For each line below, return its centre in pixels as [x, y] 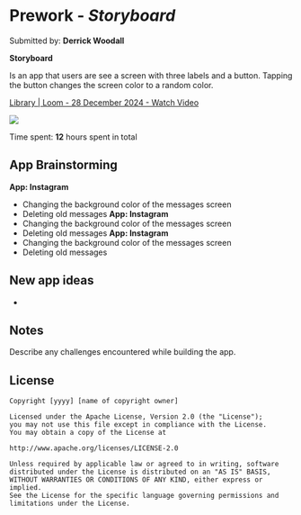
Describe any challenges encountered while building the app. [123, 352]
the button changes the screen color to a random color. [111, 85]
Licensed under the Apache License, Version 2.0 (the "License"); [136, 417]
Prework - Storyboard [93, 16]
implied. [26, 488]
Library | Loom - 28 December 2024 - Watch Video [104, 102]
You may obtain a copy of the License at [88, 433]
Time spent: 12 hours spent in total [73, 137]
